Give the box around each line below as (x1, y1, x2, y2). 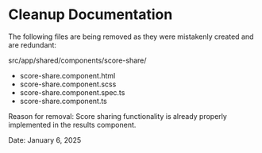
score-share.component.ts (19, 96, 107, 105)
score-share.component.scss (19, 79, 117, 89)
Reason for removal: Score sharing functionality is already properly (8, 111, 228, 120)
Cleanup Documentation (8, 6, 173, 24)
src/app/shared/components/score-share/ (8, 55, 147, 65)
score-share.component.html (19, 71, 116, 80)
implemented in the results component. (8, 120, 137, 129)
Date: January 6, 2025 (8, 135, 82, 144)
